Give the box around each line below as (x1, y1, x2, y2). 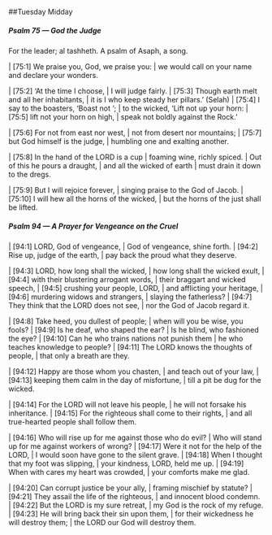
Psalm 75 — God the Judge (8, 25, 101, 35)
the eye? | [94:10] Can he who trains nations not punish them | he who (8, 333, 244, 343)
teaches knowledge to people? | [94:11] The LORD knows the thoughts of (8, 341, 253, 352)
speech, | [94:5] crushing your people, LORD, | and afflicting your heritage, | (8, 283, 264, 293)
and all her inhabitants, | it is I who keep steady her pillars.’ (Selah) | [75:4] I (8, 94, 261, 104)
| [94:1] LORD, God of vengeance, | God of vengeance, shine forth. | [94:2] (8, 241, 258, 251)
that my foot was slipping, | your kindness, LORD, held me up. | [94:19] (8, 459, 244, 468)
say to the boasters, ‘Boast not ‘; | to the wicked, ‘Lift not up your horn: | (8, 103, 249, 113)
